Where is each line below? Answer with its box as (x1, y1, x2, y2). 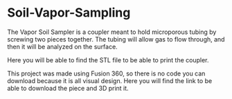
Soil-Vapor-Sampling (7, 5, 131, 21)
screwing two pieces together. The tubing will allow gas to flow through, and (7, 35, 225, 43)
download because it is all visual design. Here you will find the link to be (7, 76, 213, 84)
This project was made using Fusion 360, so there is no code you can (7, 69, 206, 78)
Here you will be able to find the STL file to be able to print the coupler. (7, 55, 209, 64)
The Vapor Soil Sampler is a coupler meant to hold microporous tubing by (7, 28, 217, 36)
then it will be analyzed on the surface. (7, 42, 118, 51)
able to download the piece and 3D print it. (7, 84, 130, 92)
